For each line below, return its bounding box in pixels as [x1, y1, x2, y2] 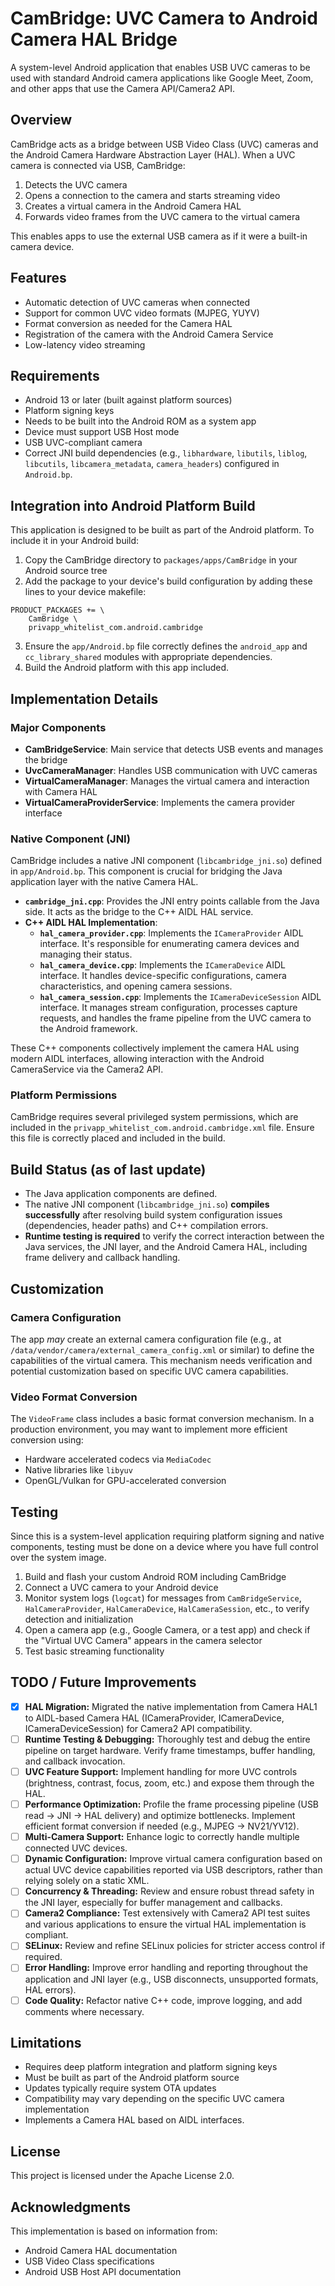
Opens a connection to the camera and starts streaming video [24, 189, 281, 201]
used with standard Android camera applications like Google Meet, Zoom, [10, 72, 314, 84]
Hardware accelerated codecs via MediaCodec [24, 1453, 212, 1466]
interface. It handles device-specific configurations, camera [39, 970, 287, 982]
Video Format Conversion [10, 1390, 138, 1404]
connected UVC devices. [24, 1842, 128, 1854]
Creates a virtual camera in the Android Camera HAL [24, 200, 242, 212]
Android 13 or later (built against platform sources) [24, 394, 233, 406]
